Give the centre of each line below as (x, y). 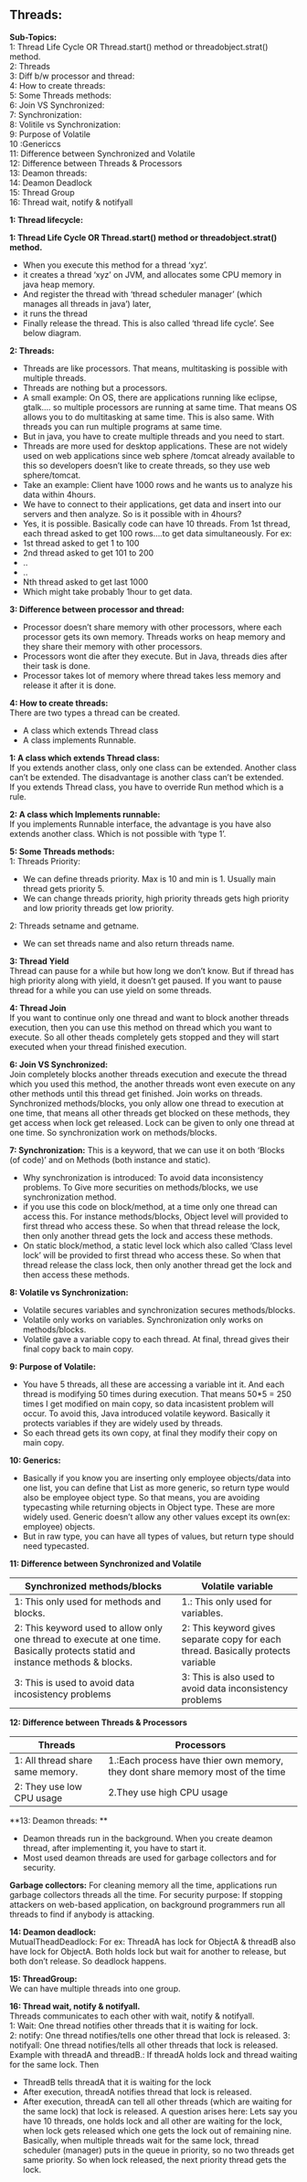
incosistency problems (63, 1694)
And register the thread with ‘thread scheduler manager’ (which (143, 294)
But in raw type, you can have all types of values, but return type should (158, 1536)
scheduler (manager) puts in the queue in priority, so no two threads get (159, 2150)
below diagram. (52, 333)
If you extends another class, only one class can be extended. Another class (153, 768)
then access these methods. (76, 1275)
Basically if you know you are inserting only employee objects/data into (157, 1478)
